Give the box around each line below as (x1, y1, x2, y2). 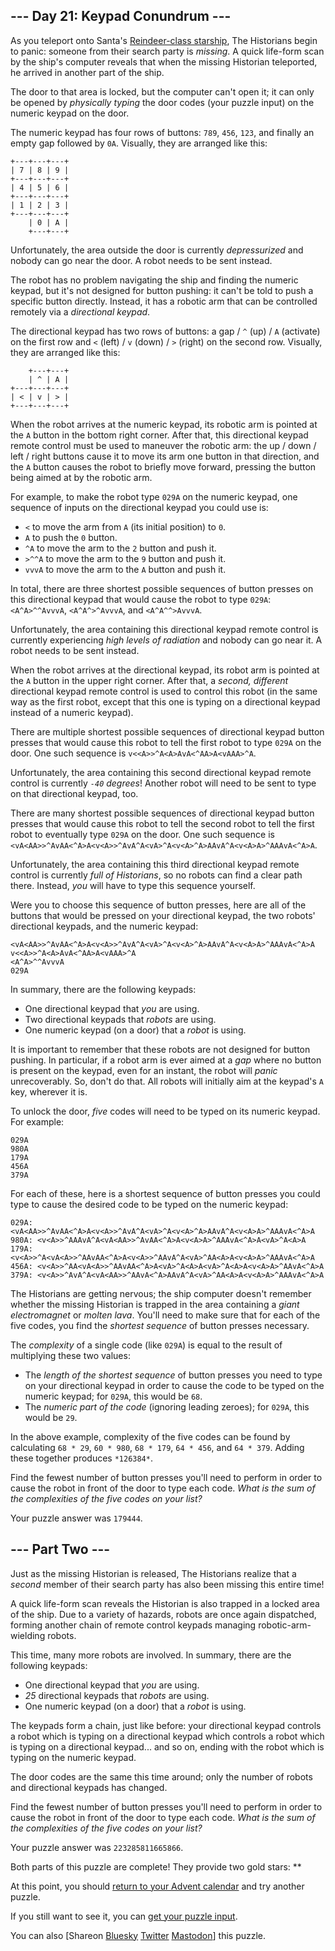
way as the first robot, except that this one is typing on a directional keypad (10, 695, 321, 708)
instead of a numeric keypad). (10, 706, 134, 718)
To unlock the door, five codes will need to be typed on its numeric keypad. (10, 1105, 321, 1117)
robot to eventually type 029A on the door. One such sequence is (10, 828, 275, 840)
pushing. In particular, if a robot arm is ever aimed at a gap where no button (10, 1054, 322, 1066)
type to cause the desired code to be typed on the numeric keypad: (10, 1198, 289, 1210)
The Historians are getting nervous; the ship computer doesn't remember (10, 1287, 312, 1299)
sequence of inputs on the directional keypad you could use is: (10, 501, 269, 513)
